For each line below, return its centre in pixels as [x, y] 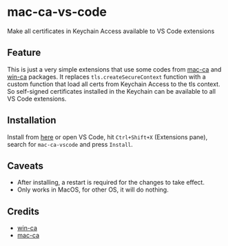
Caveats [25, 166]
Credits [23, 211]
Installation [32, 120]
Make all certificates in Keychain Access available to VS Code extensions [111, 31]
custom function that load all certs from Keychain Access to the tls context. [114, 84]
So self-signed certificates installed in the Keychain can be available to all [111, 91]
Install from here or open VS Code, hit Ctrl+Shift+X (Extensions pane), [107, 137]
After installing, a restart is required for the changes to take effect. [111, 183]
